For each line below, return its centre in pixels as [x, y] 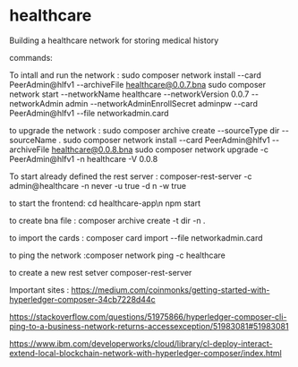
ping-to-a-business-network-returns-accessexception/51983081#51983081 [149, 326]
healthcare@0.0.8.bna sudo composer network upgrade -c [160, 149]
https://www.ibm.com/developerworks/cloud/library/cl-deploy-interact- [141, 343]
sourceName [33, 140]
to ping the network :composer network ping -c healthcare [117, 255]
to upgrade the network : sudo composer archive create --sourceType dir [145, 130]
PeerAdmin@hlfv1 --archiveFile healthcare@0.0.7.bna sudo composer [138, 84]
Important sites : [39, 290]
